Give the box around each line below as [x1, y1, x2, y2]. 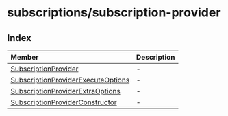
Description [136, 53, 176, 62]
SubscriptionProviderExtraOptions [10, 86, 121, 95]
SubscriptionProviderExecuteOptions [10, 76, 130, 84]
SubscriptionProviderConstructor [10, 97, 118, 107]
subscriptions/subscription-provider [7, 5, 221, 21]
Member [10, 53, 39, 62]
